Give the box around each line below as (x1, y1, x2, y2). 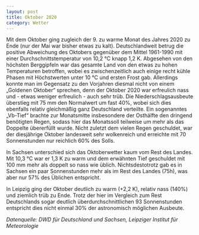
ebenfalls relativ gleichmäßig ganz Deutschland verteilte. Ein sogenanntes (6, 105, 187, 113)
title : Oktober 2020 (6, 14, 58, 20)
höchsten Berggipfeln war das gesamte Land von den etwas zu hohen (6, 61, 178, 68)
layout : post (6, 8, 39, 15)
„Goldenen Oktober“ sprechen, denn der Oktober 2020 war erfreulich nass (6, 87, 189, 94)
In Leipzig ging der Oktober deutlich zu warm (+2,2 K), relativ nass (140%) (6, 186, 188, 193)
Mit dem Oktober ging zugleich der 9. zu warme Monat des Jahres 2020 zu (6, 36, 191, 43)
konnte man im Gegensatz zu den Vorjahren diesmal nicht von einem (6, 80, 175, 87)
